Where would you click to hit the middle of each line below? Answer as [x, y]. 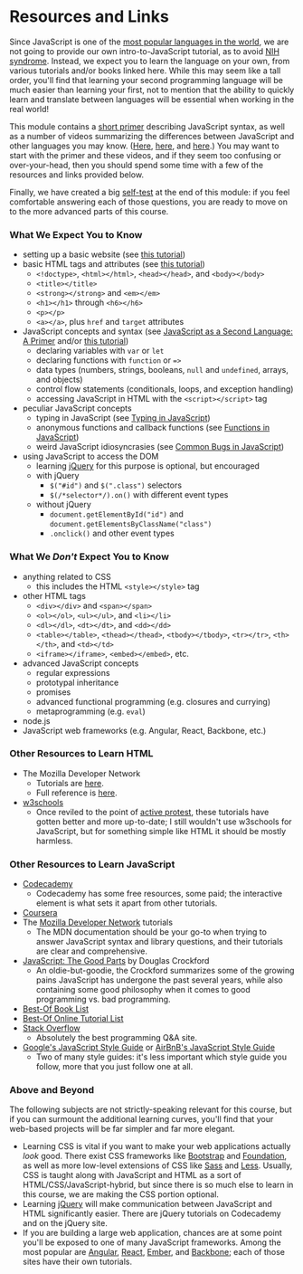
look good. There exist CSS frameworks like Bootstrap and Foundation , [155, 1156]
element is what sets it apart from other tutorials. [127, 903]
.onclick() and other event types [112, 533]
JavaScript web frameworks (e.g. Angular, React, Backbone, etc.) [144, 730]
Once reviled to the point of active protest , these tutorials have [152, 812]
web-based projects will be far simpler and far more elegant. [122, 1129]
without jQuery [64, 505]
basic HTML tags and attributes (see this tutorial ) [114, 264]
